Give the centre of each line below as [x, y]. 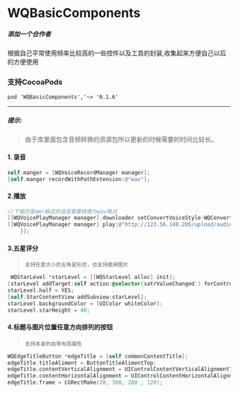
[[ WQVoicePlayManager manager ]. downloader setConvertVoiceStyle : [106, 218]
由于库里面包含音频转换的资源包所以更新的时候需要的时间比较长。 [121, 139]
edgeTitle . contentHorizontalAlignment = [68, 376]
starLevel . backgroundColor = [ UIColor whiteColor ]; [85, 303]
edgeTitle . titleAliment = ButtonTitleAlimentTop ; [82, 363]
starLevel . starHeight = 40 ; [49, 310]
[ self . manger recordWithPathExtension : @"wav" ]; [79, 179]
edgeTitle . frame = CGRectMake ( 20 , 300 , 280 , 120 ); [85, 383]
